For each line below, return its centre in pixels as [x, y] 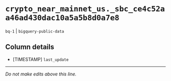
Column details [30, 47]
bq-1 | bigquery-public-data [35, 31]
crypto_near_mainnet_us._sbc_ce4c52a [85, 9]
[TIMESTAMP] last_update [40, 59]
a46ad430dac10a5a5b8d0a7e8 [62, 18]
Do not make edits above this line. [41, 74]
